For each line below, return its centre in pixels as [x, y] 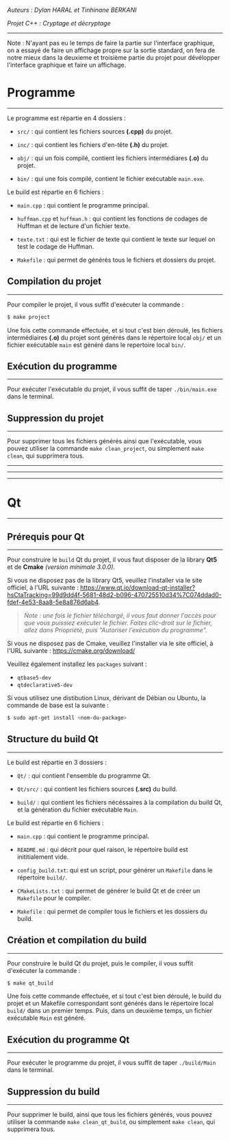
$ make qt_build [30, 983]
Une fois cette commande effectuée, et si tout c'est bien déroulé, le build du [114, 996]
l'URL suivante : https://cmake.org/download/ [71, 651]
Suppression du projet [55, 418]
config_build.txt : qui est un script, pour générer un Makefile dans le [115, 870]
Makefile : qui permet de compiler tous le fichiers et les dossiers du [112, 911]
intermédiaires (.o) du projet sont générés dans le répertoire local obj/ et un [114, 337]
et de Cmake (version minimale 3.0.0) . [61, 567]
